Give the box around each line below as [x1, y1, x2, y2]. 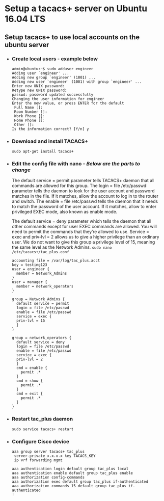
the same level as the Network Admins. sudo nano [11, 244, 112, 250]
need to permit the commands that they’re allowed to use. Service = [11, 229, 149, 235]
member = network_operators [16, 284, 74, 289]
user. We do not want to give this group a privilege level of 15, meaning [11, 239, 155, 245]
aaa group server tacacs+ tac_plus [11, 449, 85, 454]
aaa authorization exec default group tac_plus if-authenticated [11, 479, 148, 484]
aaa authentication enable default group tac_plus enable [11, 471, 133, 476]
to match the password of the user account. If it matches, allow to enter [11, 204, 157, 210]
